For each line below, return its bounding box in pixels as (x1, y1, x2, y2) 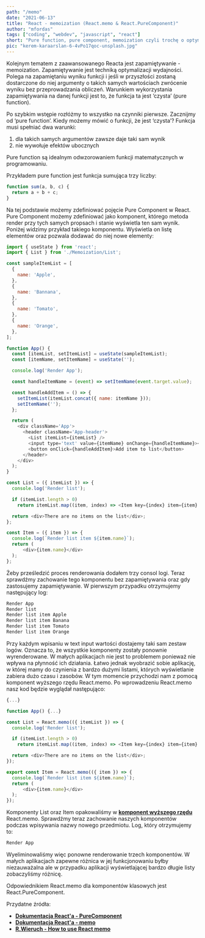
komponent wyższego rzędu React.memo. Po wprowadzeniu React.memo (6, 679, 192, 686)
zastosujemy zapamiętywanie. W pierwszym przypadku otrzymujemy (6, 582, 181, 590)
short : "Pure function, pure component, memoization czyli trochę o (6, 37, 184, 43)
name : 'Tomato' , (17, 306, 59, 312)
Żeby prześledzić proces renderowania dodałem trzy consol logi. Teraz (6, 569, 185, 577)
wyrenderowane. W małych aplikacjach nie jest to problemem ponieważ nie (6, 652, 196, 660)
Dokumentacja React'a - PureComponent (15, 912, 122, 919)
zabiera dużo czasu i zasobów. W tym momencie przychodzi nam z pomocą (6, 672, 198, 679)
